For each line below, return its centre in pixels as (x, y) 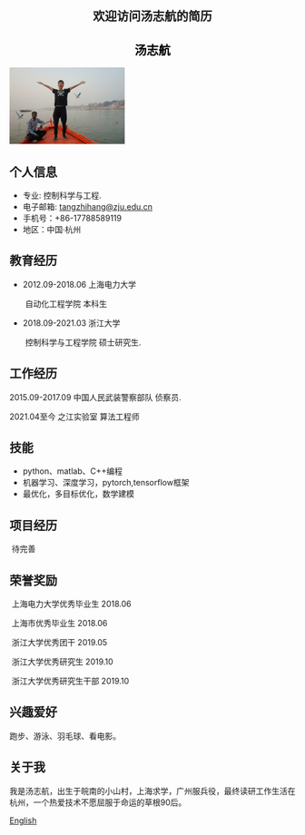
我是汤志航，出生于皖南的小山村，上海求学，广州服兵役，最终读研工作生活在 (152, 791)
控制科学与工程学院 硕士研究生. (83, 342)
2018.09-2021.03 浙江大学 (71, 323)
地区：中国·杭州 (52, 230)
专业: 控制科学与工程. (62, 196)
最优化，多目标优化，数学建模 (78, 494)
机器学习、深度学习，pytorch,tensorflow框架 (106, 483)
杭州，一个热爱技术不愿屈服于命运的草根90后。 (98, 802)
